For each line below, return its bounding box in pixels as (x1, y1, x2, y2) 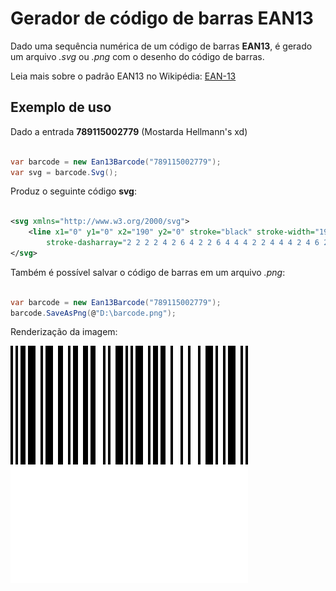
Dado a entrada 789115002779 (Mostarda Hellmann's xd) (10, 125, 248, 137)
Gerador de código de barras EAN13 (10, 7, 314, 30)
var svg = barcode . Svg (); (10, 167, 118, 177)
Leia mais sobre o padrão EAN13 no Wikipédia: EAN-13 (10, 70, 237, 82)
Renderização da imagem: (10, 326, 118, 338)
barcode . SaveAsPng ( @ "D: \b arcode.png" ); (10, 308, 177, 318)
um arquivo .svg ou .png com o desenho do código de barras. (10, 50, 265, 62)
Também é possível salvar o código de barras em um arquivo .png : (10, 266, 286, 278)
